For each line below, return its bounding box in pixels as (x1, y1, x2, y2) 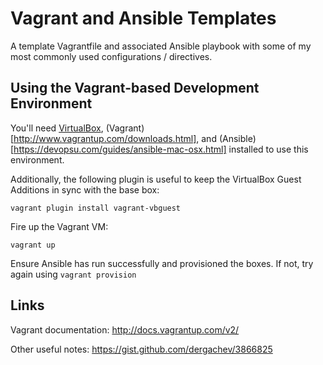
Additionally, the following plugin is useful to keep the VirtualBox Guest (10, 173, 302, 185)
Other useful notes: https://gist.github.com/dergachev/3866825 (10, 343, 273, 355)
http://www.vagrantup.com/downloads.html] (13, 132, 197, 144)
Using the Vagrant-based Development (10, 80, 260, 97)
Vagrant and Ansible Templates (10, 7, 277, 30)
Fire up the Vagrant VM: (10, 220, 109, 232)
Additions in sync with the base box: (10, 183, 160, 196)
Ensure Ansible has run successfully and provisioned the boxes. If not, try (10, 257, 314, 269)
